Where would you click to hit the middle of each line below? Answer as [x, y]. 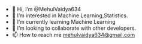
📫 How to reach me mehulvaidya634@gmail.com [73, 35]
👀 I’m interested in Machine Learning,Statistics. [70, 15]
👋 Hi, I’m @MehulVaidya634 [46, 9]
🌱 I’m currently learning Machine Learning [64, 22]
